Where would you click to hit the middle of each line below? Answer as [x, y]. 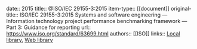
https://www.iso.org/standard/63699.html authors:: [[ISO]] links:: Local [93, 34]
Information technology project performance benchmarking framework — [97, 21]
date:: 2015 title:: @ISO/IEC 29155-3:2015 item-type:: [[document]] [88, 9]
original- [181, 9]
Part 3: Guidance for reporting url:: [49, 27]
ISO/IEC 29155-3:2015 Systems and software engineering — [94, 15]
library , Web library [30, 40]
